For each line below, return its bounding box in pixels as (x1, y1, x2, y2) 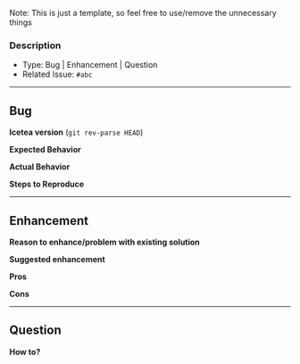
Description (9, 39, 62, 52)
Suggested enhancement (9, 253, 105, 264)
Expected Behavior (9, 145, 82, 155)
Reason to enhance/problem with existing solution (9, 236, 201, 247)
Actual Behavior (9, 161, 71, 172)
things (9, 17, 33, 28)
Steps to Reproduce (9, 178, 85, 190)
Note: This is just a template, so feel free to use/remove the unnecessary (9, 8, 277, 18)
